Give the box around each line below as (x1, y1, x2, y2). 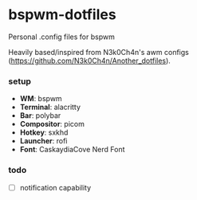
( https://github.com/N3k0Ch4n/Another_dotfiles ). (8, 56, 171, 65)
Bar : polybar (19, 111, 61, 120)
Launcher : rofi (19, 136, 68, 146)
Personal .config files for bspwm (8, 32, 116, 41)
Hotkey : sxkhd (19, 127, 69, 137)
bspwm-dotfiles (8, 6, 117, 24)
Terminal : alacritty (19, 102, 81, 112)
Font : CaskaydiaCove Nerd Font (19, 145, 125, 155)
